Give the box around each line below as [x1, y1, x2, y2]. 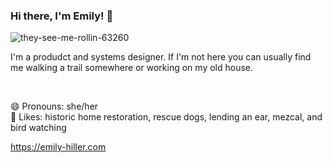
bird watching [10, 122, 67, 134]
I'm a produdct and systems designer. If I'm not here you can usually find [10, 51, 312, 63]
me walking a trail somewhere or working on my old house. [10, 62, 254, 74]
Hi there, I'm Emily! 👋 [10, 9, 114, 23]
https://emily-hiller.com [10, 141, 107, 153]
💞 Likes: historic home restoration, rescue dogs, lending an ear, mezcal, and [10, 111, 323, 123]
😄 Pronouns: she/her [10, 100, 99, 113]
